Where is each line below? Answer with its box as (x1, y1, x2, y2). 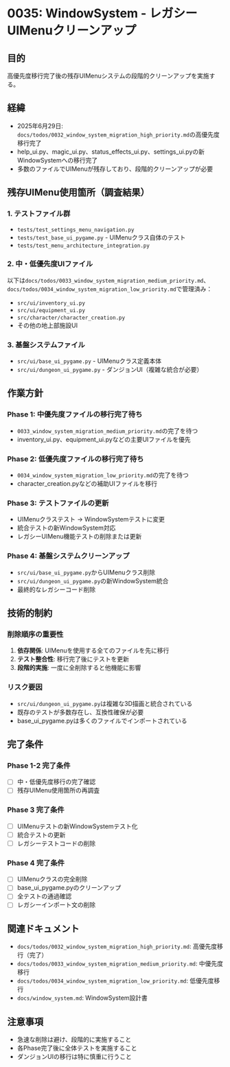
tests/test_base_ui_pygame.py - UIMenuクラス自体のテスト (16, 233, 186, 242)
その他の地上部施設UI (16, 321, 78, 329)
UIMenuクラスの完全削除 (16, 875, 88, 883)
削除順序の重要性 (7, 629, 64, 639)
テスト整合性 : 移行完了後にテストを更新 (16, 655, 129, 664)
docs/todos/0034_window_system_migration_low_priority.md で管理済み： (7, 285, 213, 293)
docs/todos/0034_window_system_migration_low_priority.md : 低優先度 (16, 976, 214, 985)
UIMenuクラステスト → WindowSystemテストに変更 (16, 515, 165, 524)
